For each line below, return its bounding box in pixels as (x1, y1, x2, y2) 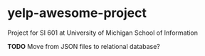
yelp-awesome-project (7, 5, 147, 21)
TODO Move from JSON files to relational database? (7, 42, 160, 50)
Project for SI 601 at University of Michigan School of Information (7, 28, 198, 37)
